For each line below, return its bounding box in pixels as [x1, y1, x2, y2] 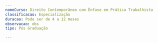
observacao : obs [5, 21, 39, 26]
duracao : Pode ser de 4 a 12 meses [5, 16, 79, 21]
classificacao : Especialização [5, 12, 70, 17]
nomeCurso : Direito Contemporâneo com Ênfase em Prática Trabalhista [5, 7, 153, 12]
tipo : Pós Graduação [5, 26, 48, 31]
